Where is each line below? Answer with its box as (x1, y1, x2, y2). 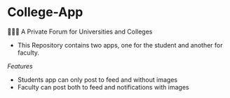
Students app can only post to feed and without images (17, 75, 177, 84)
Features (7, 62, 33, 70)
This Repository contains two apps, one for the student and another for (17, 41, 223, 49)
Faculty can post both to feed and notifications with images (17, 83, 189, 91)
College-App (7, 4, 83, 20)
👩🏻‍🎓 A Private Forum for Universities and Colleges (7, 27, 153, 36)
